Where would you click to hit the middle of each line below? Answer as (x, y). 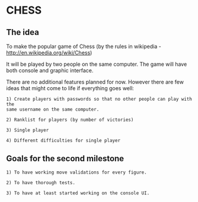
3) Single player (28, 130)
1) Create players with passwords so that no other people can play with (99, 99)
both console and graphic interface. (50, 70)
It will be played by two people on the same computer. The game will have (97, 64)
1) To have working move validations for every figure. (76, 172)
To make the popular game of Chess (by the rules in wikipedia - (84, 46)
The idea (23, 32)
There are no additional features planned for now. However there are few (95, 82)
